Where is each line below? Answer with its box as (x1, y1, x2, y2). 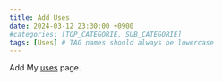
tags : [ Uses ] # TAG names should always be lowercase (9, 37, 215, 47)
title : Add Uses (9, 12, 70, 22)
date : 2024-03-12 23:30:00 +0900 (9, 21, 134, 30)
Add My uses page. (9, 62, 81, 73)
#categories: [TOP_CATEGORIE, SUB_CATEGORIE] (9, 29, 182, 38)
